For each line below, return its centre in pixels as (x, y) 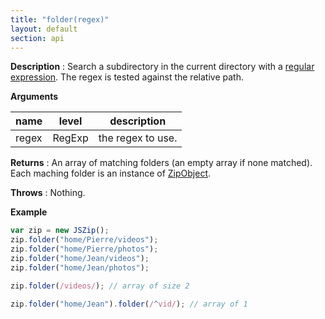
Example (29, 212)
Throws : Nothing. (48, 193)
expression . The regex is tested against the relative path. (127, 77)
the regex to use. (138, 138)
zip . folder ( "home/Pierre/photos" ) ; (84, 249)
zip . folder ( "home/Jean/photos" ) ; (80, 267)
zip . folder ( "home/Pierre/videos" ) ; (84, 240)
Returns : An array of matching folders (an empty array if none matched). (161, 163)
